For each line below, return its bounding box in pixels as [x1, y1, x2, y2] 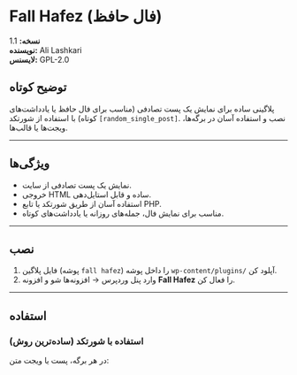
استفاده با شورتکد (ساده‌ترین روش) [9, 334, 144, 347]
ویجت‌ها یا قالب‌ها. [9, 122, 68, 133]
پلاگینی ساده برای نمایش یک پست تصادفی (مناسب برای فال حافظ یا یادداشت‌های [9, 103, 275, 114]
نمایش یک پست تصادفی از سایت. [21, 180, 133, 190]
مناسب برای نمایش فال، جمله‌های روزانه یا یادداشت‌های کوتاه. [21, 208, 225, 218]
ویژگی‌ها [9, 157, 50, 172]
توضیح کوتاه [9, 80, 67, 95]
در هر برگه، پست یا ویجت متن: [9, 356, 110, 366]
